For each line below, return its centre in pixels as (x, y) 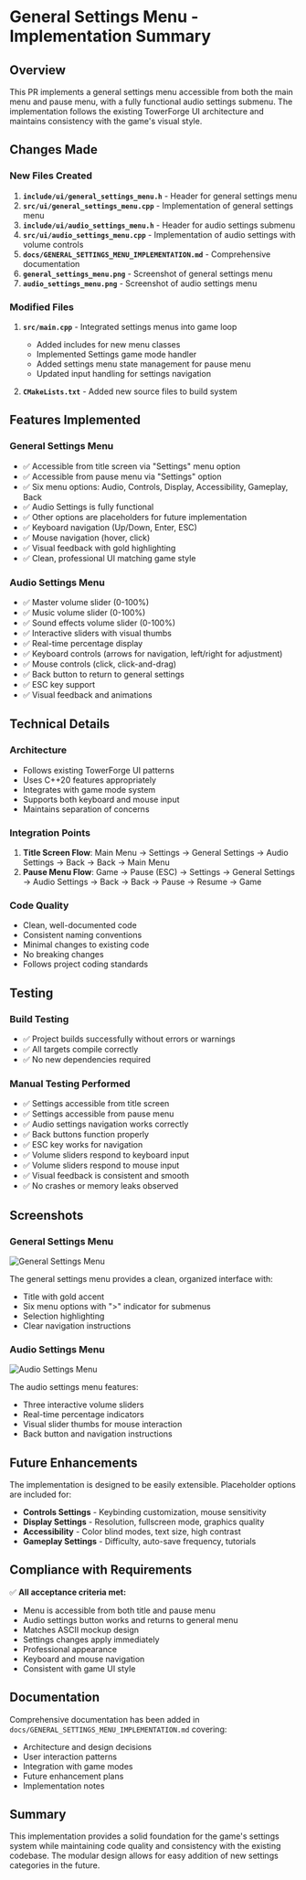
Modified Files (42, 306)
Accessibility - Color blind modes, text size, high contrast (132, 1532)
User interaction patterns (69, 1757)
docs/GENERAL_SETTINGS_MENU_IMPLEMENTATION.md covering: (118, 1729)
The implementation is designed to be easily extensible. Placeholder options (153, 1485)
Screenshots (47, 1215)
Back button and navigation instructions (97, 1434)
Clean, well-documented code (79, 925)
